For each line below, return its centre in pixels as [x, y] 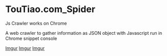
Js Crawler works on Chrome [36, 23]
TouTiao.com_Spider [50, 9]
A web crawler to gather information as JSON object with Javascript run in [84, 33]
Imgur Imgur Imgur [25, 48]
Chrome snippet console [31, 38]
